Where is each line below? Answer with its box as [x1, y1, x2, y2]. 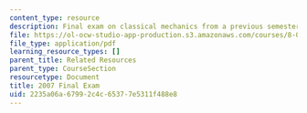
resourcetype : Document [9, 73, 101, 82]
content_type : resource [9, 13, 101, 23]
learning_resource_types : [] [9, 47, 121, 56]
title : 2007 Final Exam [9, 81, 101, 90]
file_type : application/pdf [9, 38, 117, 48]
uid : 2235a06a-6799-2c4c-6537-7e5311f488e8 [9, 89, 178, 98]
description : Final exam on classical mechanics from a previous [9, 22, 263, 31]
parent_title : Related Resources [9, 56, 137, 65]
